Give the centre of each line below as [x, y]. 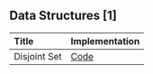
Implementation [105, 41]
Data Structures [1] [63, 16]
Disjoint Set [38, 56]
